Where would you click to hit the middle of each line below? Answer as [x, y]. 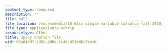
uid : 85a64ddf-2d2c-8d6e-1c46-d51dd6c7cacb [51, 42]
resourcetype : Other [27, 33]
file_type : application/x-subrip [40, 28]
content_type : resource [30, 10]
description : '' [22, 14]
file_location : [21, 24]
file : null [16, 19]
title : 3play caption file [33, 38]
